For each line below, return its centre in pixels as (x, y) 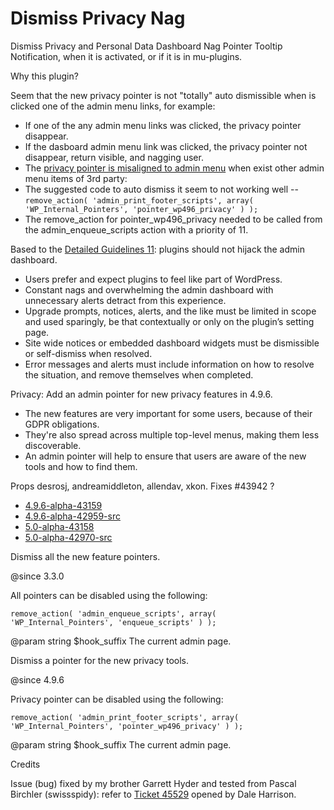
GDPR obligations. (62, 424)
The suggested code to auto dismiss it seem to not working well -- (161, 189)
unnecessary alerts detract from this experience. (125, 300)
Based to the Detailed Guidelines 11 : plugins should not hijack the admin (157, 249)
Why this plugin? (44, 76)
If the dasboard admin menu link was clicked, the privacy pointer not (166, 146)
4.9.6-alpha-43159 (63, 505)
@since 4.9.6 (37, 679)
